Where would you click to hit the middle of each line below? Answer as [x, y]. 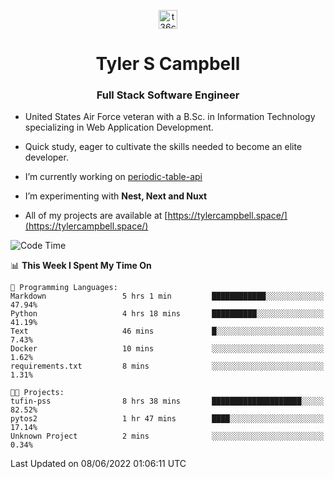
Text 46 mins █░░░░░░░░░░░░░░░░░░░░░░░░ [167, 331]
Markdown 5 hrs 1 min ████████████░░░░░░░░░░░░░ [167, 296]
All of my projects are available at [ [96, 216]
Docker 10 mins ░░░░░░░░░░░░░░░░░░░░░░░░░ [167, 349]
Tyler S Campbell [168, 64]
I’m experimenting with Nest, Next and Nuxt [116, 196]
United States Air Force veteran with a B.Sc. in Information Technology [170, 117]
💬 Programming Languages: [64, 288]
